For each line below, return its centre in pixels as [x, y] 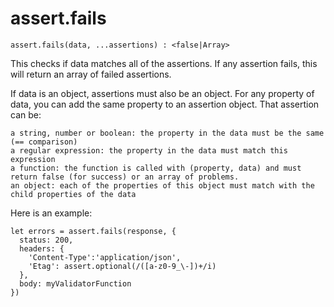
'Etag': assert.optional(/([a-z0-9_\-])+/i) [122, 266]
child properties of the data [73, 194]
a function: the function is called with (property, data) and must [156, 168]
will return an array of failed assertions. [91, 74]
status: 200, [46, 240]
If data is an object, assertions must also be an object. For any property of [162, 93]
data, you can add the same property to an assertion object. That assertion [165, 104]
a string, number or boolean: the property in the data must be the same [167, 133]
